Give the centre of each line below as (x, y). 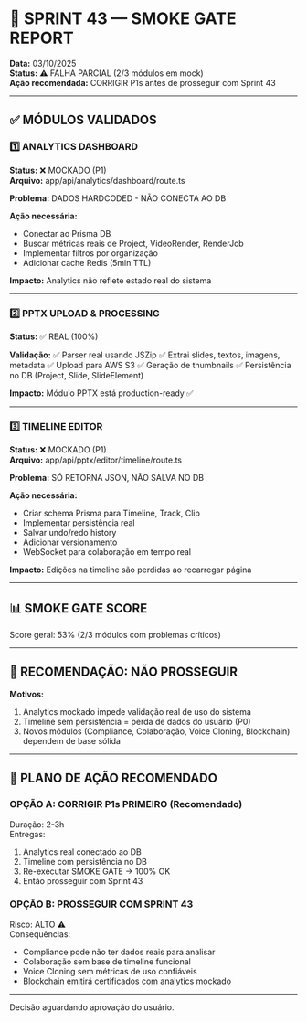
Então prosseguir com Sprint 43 (83, 880)
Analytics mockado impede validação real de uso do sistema (137, 711)
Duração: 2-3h (37, 824)
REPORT (42, 38)
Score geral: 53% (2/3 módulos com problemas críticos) (116, 635)
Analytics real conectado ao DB (82, 852)
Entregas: (27, 834)
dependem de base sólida (72, 740)
